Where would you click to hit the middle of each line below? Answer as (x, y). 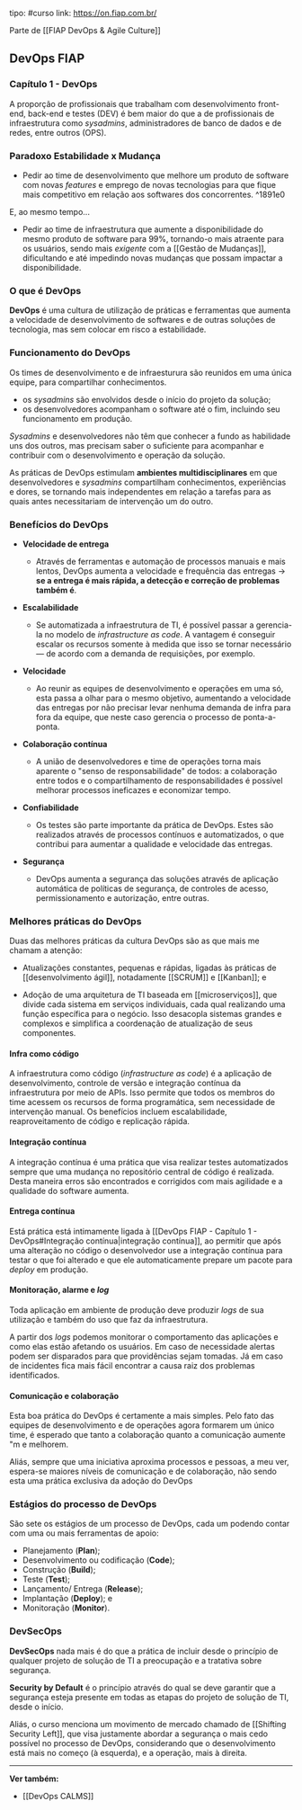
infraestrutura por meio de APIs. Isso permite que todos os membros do (142, 1092)
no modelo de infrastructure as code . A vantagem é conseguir (160, 634)
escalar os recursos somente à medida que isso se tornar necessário (164, 644)
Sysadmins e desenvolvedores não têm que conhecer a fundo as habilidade (150, 436)
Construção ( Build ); (59, 1570)
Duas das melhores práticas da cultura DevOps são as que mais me (134, 941)
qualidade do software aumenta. (69, 1190)
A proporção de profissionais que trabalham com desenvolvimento (133, 103)
